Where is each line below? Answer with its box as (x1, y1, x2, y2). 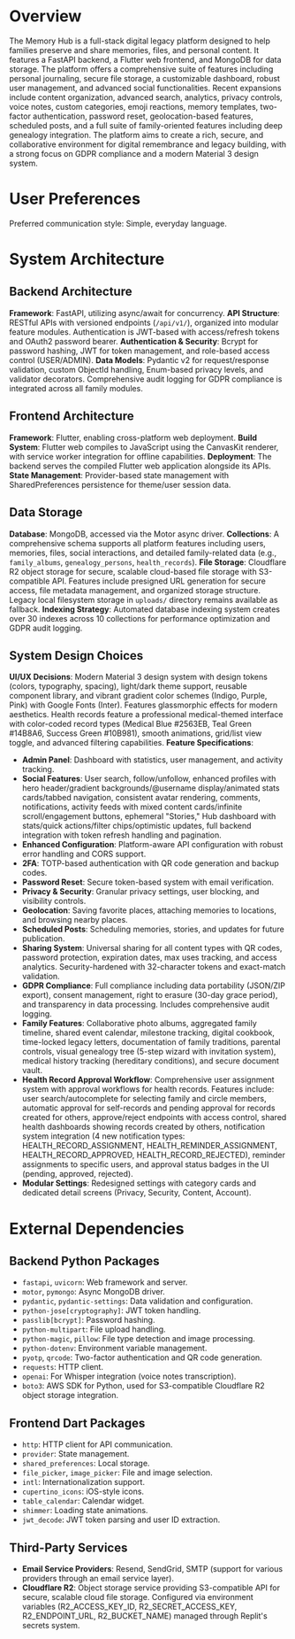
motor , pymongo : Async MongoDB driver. (21, 1287, 165, 1297)
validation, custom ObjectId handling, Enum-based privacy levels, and (9, 364, 263, 375)
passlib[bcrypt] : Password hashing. (21, 1315, 155, 1326)
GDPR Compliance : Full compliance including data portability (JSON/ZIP (21, 980, 285, 991)
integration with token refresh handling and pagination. (21, 830, 223, 840)
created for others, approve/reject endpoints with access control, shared (21, 1112, 287, 1123)
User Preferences (9, 189, 141, 209)
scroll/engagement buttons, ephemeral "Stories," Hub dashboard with (21, 811, 276, 822)
